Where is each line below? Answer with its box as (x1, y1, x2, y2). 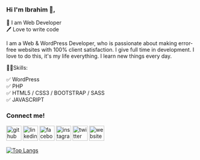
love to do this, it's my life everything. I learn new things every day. (6, 52, 172, 60)
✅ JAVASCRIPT (6, 96, 45, 103)
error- (178, 40, 193, 47)
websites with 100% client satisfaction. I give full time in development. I (17, 46, 195, 54)
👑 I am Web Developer (6, 19, 62, 26)
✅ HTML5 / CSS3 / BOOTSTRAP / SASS (6, 90, 105, 97)
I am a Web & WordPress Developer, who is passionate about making (6, 40, 178, 47)
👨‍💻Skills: (6, 64, 28, 72)
